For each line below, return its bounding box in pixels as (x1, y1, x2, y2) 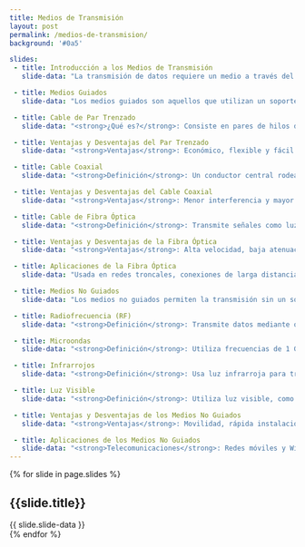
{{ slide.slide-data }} (9, 519, 85, 530)
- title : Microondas (13, 337, 92, 346)
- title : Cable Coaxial (13, 162, 103, 172)
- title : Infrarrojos (13, 361, 95, 370)
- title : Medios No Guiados (13, 287, 120, 296)
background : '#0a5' (9, 38, 84, 48)
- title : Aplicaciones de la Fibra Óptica (13, 262, 177, 271)
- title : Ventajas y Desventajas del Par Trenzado (13, 138, 209, 147)
